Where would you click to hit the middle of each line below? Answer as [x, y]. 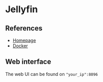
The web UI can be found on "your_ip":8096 [52, 74]
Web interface [28, 62]
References [24, 28]
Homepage [24, 40]
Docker [20, 46]
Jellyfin [22, 9]
